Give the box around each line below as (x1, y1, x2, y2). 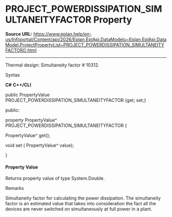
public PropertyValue (5, 92, 50, 98)
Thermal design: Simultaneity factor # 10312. (5, 62, 100, 68)
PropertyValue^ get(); (5, 132, 51, 138)
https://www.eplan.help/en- (33, 31, 92, 37)
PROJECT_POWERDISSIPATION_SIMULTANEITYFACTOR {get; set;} (5, 97, 146, 103)
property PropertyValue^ (5, 117, 57, 123)
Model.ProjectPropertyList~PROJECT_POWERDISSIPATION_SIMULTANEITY (5, 41, 165, 48)
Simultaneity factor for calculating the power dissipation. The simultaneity (5, 195, 161, 201)
